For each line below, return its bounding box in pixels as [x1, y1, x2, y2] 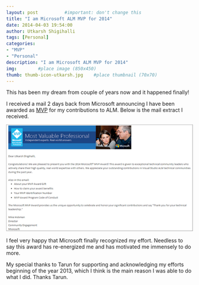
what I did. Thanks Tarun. [6, 274, 68, 281]
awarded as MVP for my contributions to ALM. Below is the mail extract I [6, 106, 183, 114]
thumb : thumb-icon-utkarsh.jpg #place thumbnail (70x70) [6, 72, 158, 78]
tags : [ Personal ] [6, 34, 49, 41]
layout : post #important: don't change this [6, 9, 142, 15]
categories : [6, 41, 36, 47]
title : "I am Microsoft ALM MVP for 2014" [6, 15, 113, 22]
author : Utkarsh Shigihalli [6, 28, 76, 34]
